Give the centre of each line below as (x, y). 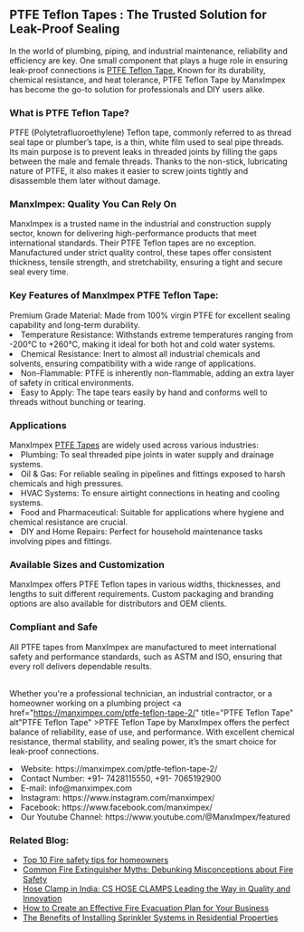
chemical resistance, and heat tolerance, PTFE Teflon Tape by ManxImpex (148, 80)
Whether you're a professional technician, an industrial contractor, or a (141, 693)
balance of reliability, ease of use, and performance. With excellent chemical (152, 732)
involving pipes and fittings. (61, 541)
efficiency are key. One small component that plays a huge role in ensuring (148, 60)
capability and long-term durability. (75, 324)
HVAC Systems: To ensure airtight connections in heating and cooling (151, 493)
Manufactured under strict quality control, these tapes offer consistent (140, 253)
